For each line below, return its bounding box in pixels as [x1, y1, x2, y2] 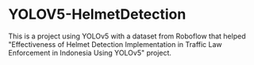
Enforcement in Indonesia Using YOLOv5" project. [8, 48, 172, 57]
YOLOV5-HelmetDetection [8, 5, 187, 23]
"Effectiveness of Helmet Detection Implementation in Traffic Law [8, 39, 222, 49]
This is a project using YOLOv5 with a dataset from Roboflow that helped [8, 31, 246, 41]
